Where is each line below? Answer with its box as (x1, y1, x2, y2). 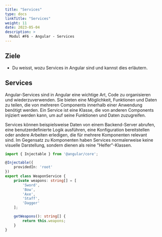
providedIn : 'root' (14, 165, 53, 170)
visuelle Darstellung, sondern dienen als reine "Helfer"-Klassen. (5, 142, 132, 148)
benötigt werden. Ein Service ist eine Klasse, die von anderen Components (5, 107, 154, 113)
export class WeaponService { (5, 174, 66, 178)
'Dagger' (22, 201, 40, 206)
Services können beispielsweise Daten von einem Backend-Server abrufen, (5, 121, 156, 127)
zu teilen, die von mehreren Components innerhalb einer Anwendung (5, 102, 143, 108)
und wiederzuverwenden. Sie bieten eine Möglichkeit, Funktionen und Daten (5, 97, 157, 103)
